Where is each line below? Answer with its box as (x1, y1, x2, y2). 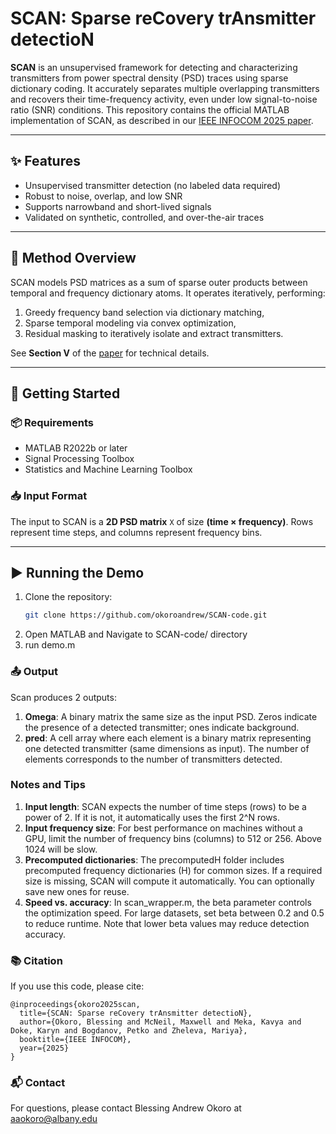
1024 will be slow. (24, 843, 98, 855)
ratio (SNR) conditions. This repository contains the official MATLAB (10, 103, 290, 116)
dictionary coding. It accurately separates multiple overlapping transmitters (10, 82, 320, 94)
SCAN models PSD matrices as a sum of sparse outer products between (10, 276, 308, 288)
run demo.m (24, 639, 76, 651)
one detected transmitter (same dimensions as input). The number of (24, 742, 310, 754)
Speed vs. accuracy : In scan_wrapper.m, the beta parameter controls (24, 896, 312, 908)
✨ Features (10, 153, 81, 170)
